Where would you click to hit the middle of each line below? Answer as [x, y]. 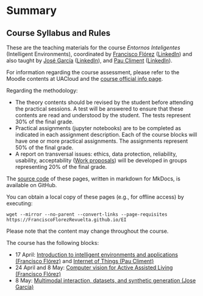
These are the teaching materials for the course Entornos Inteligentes [94, 47]
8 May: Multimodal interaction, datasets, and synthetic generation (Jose [105, 281]
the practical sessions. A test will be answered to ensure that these [99, 109]
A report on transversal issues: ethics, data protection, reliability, [96, 154]
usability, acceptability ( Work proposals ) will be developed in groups [101, 160]
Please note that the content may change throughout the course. [87, 231]
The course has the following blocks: [53, 243]
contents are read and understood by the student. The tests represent [103, 115]
